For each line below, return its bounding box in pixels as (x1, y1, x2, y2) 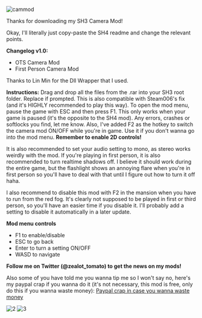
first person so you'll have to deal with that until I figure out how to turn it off (6, 171, 195, 178)
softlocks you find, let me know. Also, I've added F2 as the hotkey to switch (6, 121, 194, 128)
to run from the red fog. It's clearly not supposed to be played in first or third (6, 196, 196, 202)
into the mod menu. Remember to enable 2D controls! (6, 133, 142, 141)
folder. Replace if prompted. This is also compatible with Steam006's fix (6, 95, 185, 102)
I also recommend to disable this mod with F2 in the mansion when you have (6, 189, 197, 196)
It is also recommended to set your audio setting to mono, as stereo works (6, 145, 191, 152)
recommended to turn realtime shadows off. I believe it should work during (6, 158, 192, 165)
